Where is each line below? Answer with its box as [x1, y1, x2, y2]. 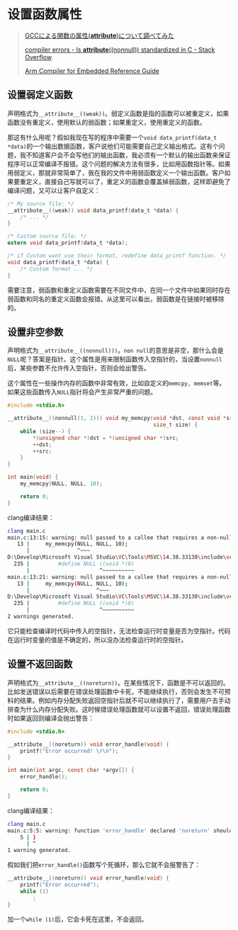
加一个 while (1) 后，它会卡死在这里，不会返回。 [7, 914, 148, 923]
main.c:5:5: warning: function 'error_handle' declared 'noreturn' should [7, 827, 233, 834]
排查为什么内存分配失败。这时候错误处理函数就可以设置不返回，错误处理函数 [7, 705, 231, 713]
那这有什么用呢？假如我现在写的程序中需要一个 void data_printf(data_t [7, 132, 217, 142]
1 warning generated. [7, 847, 72, 854]
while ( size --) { [20, 428, 72, 435]
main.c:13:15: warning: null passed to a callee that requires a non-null [7, 534, 233, 541]
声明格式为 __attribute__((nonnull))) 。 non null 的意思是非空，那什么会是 [7, 346, 225, 355]
